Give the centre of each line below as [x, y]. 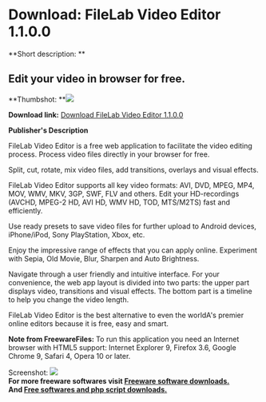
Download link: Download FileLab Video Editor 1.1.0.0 [96, 114]
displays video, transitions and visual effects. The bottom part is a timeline [131, 291]
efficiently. [26, 210]
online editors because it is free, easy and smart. [89, 323]
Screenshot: [28, 372]
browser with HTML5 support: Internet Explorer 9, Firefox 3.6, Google [123, 347]
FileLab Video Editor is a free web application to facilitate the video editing [131, 145]
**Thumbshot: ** [37, 99]
